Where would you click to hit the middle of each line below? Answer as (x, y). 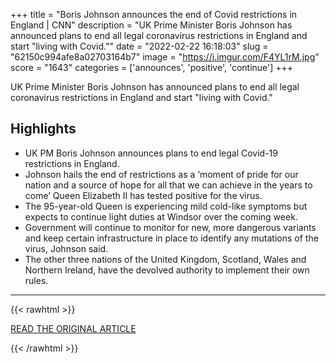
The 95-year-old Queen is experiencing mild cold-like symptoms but (166, 206)
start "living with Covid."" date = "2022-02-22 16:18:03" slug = (139, 46)
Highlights (43, 129)
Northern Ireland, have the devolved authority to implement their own (167, 270)
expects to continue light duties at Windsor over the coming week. (161, 216)
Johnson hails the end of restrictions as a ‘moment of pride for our (161, 174)
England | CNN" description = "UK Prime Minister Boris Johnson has (151, 25)
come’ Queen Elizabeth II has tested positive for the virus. (143, 195)
